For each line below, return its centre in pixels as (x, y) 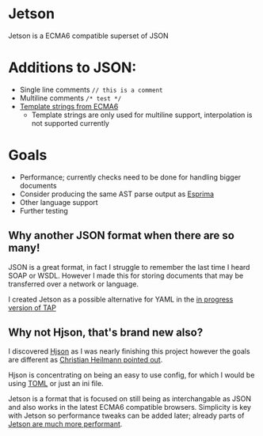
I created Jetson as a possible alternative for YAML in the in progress (121, 299)
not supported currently (70, 123)
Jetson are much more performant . (65, 424)
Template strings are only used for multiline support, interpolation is (142, 115)
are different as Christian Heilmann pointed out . (86, 360)
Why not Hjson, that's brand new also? (106, 333)
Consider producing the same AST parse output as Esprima (117, 194)
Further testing (44, 210)
